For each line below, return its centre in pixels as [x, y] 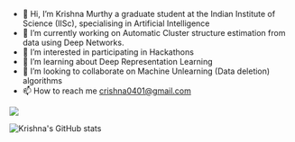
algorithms [42, 80]
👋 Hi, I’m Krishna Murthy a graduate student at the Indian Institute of [149, 14]
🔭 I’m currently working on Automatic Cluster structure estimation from [154, 33]
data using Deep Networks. [73, 42]
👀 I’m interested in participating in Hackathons [108, 52]
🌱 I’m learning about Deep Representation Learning [118, 62]
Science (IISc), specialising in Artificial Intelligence [116, 23]
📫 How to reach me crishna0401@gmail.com [107, 91]
